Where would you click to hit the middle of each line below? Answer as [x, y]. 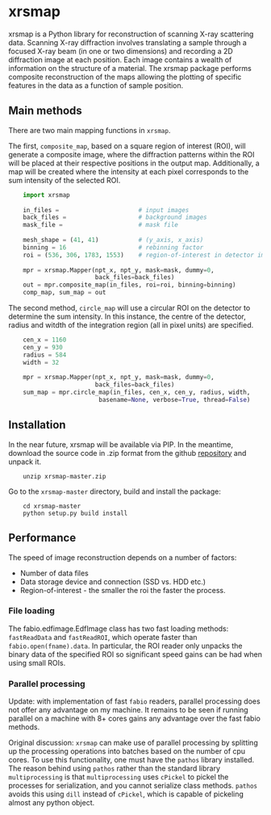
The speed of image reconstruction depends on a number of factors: [123, 557]
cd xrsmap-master [52, 506]
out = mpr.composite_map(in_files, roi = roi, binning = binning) [129, 285]
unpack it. [25, 462]
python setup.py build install [75, 513]
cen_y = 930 [43, 347]
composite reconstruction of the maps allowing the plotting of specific [125, 77]
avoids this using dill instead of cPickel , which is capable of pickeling [126, 794]
